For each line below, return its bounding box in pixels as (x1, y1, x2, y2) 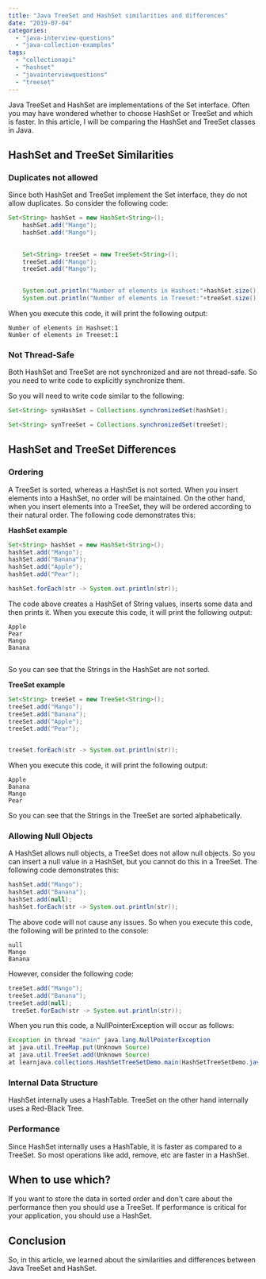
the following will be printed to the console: (8, 925, 149, 935)
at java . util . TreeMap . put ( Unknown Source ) (8, 1044, 150, 1052)
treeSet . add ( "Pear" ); (8, 725, 80, 733)
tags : (8, 48, 26, 56)
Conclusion (8, 1234, 66, 1247)
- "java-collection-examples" (15, 41, 115, 49)
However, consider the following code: (8, 968, 134, 978)
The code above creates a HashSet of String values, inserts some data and (8, 599, 253, 609)
